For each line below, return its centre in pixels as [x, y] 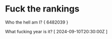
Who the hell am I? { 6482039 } [37, 22]
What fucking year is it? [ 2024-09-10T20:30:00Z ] [56, 31]
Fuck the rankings [42, 9]
